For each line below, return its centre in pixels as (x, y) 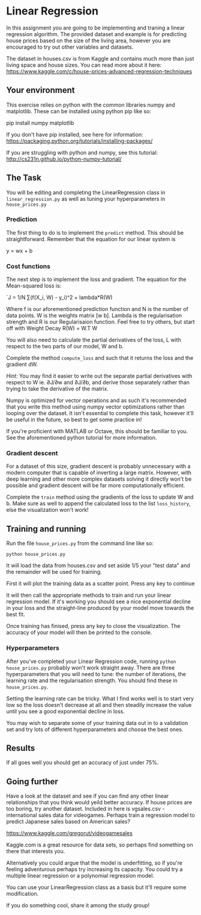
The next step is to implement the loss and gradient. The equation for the (96, 279)
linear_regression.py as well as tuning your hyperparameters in (86, 199)
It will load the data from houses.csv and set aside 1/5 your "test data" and (98, 565)
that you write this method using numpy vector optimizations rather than (95, 407)
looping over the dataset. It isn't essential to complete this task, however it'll (100, 413)
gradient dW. (22, 365)
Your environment (40, 91)
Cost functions (28, 266)
